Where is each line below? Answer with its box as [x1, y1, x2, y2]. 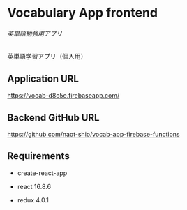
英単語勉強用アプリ [7, 29, 63, 38]
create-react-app [17, 169, 68, 177]
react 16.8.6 [17, 182, 51, 190]
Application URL [7, 73, 79, 84]
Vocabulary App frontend [7, 5, 158, 21]
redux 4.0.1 [17, 195, 49, 204]
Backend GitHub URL [7, 112, 100, 123]
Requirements [7, 150, 70, 162]
